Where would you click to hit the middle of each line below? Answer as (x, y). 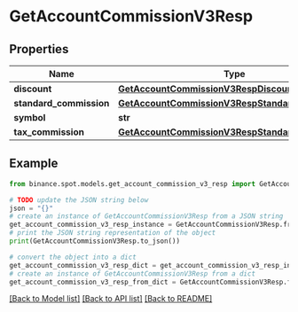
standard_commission (62, 103)
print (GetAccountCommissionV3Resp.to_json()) (94, 241)
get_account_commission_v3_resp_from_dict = (93, 282)
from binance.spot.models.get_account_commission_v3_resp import (132, 183)
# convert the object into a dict (73, 257)
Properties (39, 49)
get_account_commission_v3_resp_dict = (83, 265)
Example (34, 164)
